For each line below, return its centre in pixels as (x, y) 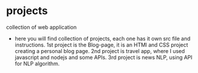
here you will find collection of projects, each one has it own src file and (103, 38)
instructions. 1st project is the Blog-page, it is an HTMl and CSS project (101, 45)
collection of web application (41, 27)
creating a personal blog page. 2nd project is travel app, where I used (100, 51)
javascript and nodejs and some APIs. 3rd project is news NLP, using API (103, 57)
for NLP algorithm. (37, 64)
